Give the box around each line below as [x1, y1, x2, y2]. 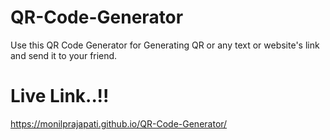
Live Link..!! [10, 85, 110, 108]
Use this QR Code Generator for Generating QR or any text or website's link [10, 39, 320, 51]
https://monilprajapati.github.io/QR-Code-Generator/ [10, 117, 228, 130]
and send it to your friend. [10, 49, 118, 61]
